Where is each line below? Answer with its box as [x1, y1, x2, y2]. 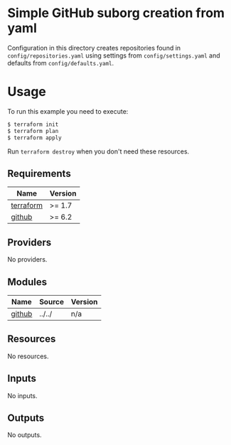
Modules [7, 276, 48, 288]
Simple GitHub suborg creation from [7, 5, 225, 21]
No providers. [7, 255, 48, 264]
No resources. [7, 352, 49, 360]
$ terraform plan [7, 127, 59, 134]
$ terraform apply [7, 134, 62, 141]
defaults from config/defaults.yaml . [7, 58, 114, 67]
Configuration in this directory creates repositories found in [7, 43, 181, 52]
